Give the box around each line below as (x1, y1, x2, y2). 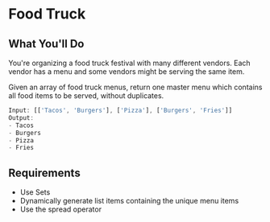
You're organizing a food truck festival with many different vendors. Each (8, 58, 251, 68)
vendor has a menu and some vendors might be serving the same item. (8, 67, 245, 76)
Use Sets (19, 187, 51, 197)
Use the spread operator (19, 204, 102, 214)
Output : (8, 113, 35, 121)
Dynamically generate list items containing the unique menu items (19, 196, 239, 206)
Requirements (8, 166, 81, 179)
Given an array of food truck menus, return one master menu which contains (8, 82, 263, 92)
